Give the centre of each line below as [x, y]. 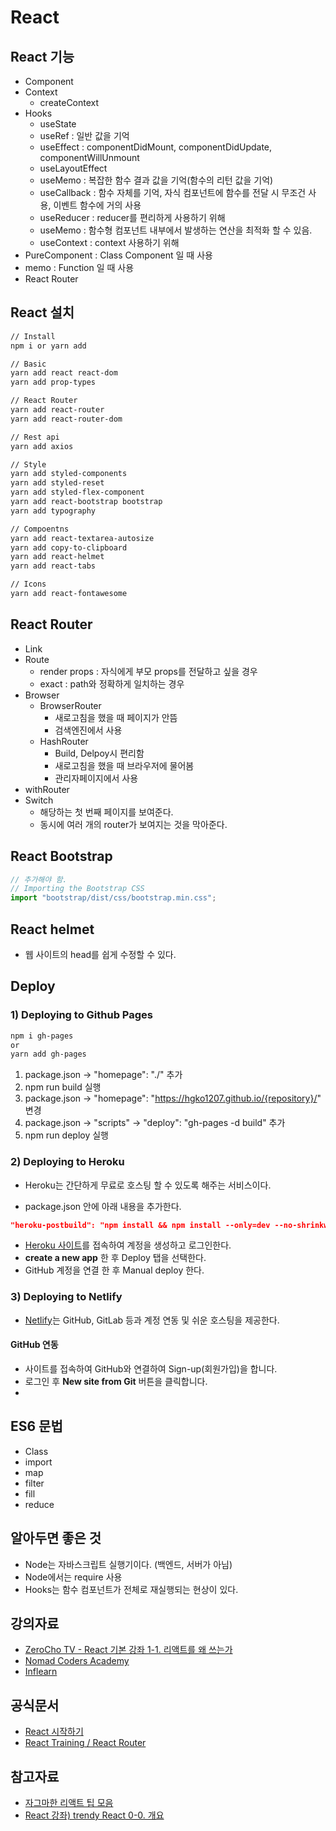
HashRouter [64, 741]
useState [58, 124]
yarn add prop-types [53, 382]
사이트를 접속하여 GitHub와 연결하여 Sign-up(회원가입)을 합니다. [151, 1368]
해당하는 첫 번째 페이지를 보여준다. [106, 812]
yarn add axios [42, 446]
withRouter [47, 789]
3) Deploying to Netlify [66, 1297]
